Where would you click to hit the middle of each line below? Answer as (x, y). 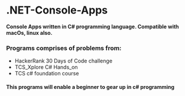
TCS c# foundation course (47, 74)
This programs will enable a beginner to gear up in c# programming (90, 87)
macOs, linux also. (29, 32)
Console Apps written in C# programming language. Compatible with (92, 27)
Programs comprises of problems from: (64, 48)
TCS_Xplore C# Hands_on (46, 67)
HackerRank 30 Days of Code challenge (64, 61)
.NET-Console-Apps (57, 10)
